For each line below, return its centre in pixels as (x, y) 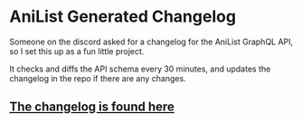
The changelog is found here (92, 107)
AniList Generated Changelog (123, 17)
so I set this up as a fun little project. (77, 51)
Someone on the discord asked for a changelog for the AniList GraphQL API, (151, 42)
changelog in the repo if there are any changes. (98, 78)
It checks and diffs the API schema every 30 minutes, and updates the (140, 69)
